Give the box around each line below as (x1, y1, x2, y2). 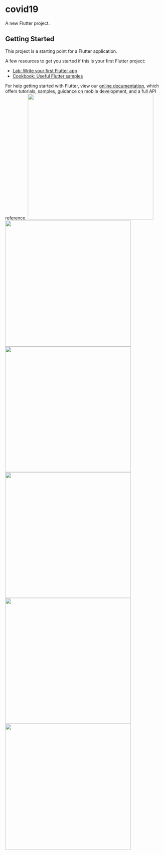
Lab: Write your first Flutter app (12, 67, 78, 73)
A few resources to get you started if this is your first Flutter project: (5, 58, 145, 64)
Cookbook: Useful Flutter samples (12, 73, 83, 79)
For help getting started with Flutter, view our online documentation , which (5, 83, 159, 89)
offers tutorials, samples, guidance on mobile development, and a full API (5, 88, 156, 94)
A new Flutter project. (5, 20, 50, 26)
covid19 (5, 4, 39, 15)
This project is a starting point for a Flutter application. (5, 48, 117, 54)
